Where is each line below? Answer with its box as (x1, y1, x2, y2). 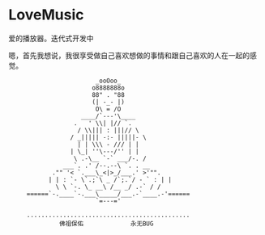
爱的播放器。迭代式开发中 (8, 33, 94, 43)
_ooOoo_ (95, 77, 122, 85)
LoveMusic (8, 6, 84, 24)
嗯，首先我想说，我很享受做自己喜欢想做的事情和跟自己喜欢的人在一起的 (8, 50, 250, 60)
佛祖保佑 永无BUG (59, 220, 154, 228)
